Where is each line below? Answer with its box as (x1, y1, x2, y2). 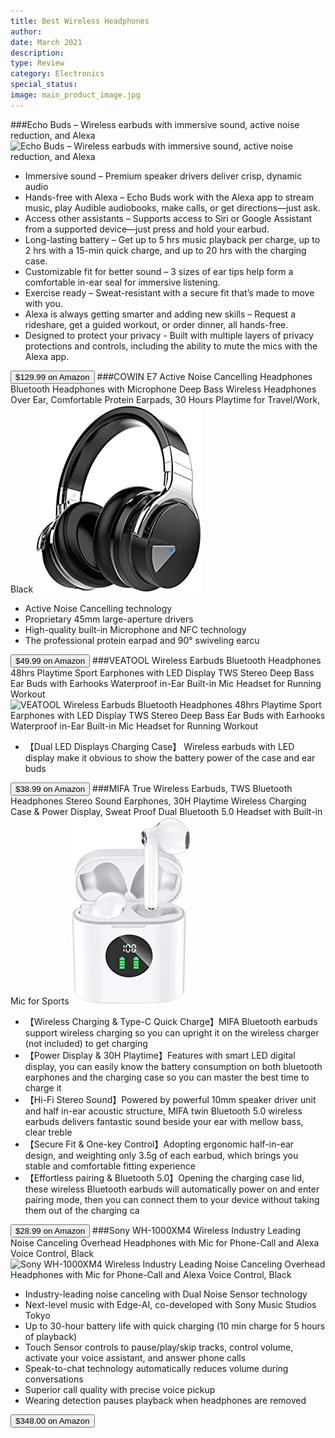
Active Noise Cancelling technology (24, 602, 173, 614)
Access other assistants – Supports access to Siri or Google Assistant (24, 212, 313, 224)
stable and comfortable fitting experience (24, 1160, 196, 1172)
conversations (24, 1373, 84, 1385)
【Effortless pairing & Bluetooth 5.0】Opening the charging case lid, (24, 1171, 305, 1184)
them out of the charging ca (24, 1204, 140, 1216)
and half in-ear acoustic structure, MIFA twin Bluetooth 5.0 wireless (24, 1105, 303, 1117)
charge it (24, 1081, 62, 1094)
